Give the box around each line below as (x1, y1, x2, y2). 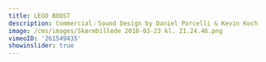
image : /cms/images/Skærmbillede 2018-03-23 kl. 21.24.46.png (8, 27, 223, 35)
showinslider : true (8, 42, 75, 50)
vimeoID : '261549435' (8, 34, 82, 43)
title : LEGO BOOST (8, 11, 71, 20)
